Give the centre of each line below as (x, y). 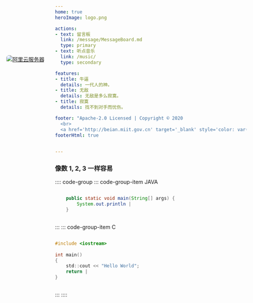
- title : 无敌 (72, 90)
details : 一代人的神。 (86, 85)
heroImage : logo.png (81, 18)
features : (68, 73)
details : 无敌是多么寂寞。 (91, 96)
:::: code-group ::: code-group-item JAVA (106, 182)
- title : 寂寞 (72, 102)
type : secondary (81, 62)
